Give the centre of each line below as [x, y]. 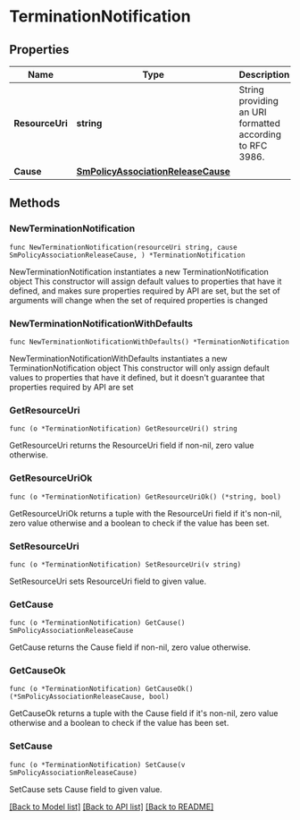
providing [259, 101]
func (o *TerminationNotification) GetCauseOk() [101, 689]
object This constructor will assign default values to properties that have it [146, 281]
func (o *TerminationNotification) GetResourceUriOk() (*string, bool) [145, 497]
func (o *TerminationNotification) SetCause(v [97, 764]
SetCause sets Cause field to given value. [86, 789]
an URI [253, 112]
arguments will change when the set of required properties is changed [138, 300]
